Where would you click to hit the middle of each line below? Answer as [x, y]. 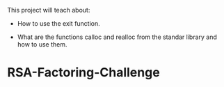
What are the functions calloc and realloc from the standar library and [117, 37]
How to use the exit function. [59, 23]
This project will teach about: [49, 10]
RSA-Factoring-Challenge [83, 73]
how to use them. [42, 44]
